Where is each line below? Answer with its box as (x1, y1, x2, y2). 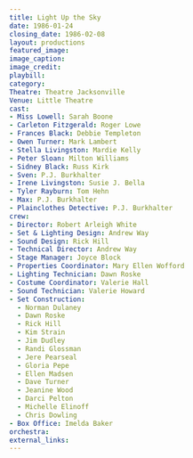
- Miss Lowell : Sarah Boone (9, 112, 114, 121)
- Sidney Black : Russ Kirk (9, 162, 109, 171)
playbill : (9, 71, 46, 80)
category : (9, 79, 46, 88)
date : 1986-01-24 (9, 21, 74, 30)
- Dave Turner (17, 378, 69, 387)
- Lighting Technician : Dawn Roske (9, 270, 141, 279)
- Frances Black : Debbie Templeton (9, 129, 141, 138)
